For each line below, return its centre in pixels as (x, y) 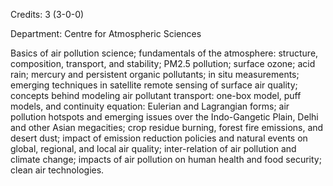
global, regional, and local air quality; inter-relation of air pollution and (153, 148)
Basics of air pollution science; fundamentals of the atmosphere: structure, (164, 53)
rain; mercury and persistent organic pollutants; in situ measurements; (155, 74)
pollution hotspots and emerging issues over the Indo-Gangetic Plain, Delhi (164, 117)
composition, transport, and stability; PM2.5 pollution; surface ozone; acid (163, 63)
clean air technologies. (57, 170)
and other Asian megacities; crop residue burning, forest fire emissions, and (167, 127)
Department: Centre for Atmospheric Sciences (106, 33)
